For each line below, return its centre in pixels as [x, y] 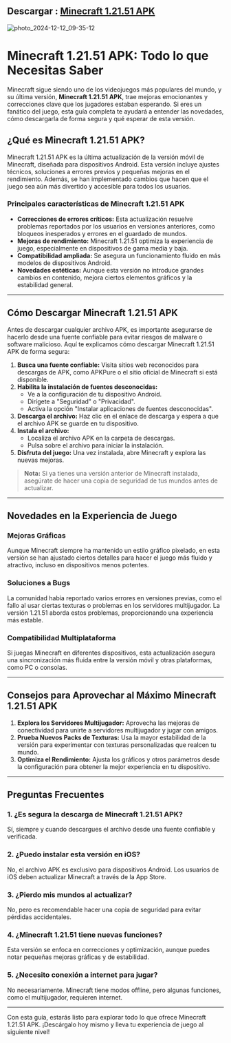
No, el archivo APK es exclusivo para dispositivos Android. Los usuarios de [113, 870]
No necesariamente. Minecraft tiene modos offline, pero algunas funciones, [114, 990]
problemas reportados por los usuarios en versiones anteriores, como [116, 226]
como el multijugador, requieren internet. [65, 997]
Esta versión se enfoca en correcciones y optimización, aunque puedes [109, 950]
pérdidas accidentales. [40, 917]
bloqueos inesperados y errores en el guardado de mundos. [102, 233]
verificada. [22, 836]
